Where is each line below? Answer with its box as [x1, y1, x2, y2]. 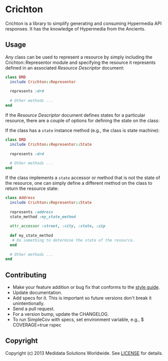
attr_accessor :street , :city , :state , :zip [10, 223, 106, 229]
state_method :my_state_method [10, 214, 76, 219]
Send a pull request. [12, 306, 55, 312]
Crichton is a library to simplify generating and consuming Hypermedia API [5, 20, 162, 26]
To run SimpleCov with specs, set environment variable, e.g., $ [12, 316, 144, 323]
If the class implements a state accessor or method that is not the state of [5, 175, 160, 181]
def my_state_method [10, 233, 53, 238]
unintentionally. [12, 301, 45, 307]
